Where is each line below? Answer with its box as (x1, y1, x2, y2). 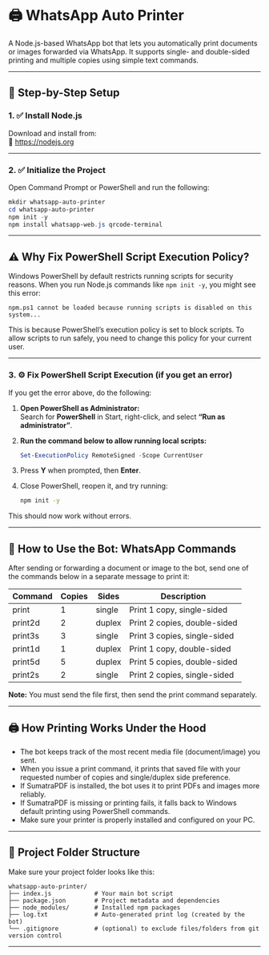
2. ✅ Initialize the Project (8, 164, 106, 175)
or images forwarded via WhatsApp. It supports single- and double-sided (8, 46, 251, 56)
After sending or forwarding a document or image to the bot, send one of (8, 563, 250, 573)
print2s (12, 670, 40, 681)
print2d (12, 618, 40, 629)
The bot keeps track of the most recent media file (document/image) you (19, 747, 260, 756)
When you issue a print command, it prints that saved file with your (19, 764, 241, 773)
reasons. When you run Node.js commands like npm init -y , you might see (8, 280, 256, 289)
